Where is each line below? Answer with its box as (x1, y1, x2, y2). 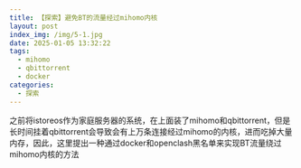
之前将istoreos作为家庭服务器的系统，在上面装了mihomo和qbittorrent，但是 (9, 115, 291, 126)
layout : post (9, 22, 59, 31)
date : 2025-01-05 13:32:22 (9, 38, 111, 48)
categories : (9, 80, 54, 89)
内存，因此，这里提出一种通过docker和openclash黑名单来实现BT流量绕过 (9, 137, 282, 148)
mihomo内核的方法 (9, 148, 80, 159)
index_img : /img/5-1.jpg (9, 30, 103, 39)
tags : (9, 47, 30, 56)
